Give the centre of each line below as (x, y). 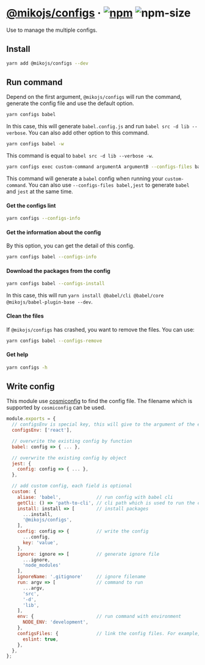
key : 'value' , (41, 543)
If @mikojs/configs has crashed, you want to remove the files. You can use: (101, 329)
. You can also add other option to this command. (87, 133)
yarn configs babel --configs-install (56, 284)
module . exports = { (31, 419)
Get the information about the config (54, 232)
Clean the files (25, 316)
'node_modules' (42, 565)
